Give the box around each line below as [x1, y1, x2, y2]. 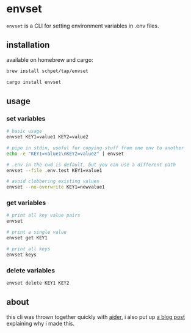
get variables [6, 198, 46, 207]
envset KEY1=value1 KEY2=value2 [6, 134, 88, 140]
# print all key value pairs [6, 212, 81, 219]
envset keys [6, 252, 37, 258]
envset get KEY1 [6, 235, 48, 241]
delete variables [6, 266, 56, 274]
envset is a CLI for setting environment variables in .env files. [6, 22, 159, 29]
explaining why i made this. [6, 320, 75, 327]
